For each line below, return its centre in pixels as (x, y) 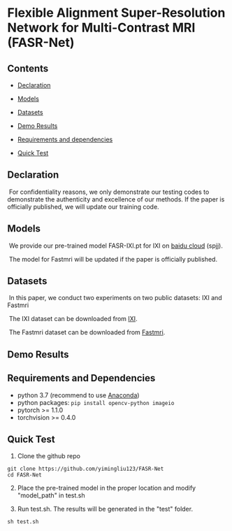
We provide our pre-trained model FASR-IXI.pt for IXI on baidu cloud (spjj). (116, 246)
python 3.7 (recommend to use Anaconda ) (78, 395)
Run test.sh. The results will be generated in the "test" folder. (105, 509)
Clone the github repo (49, 456)
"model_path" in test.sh (51, 495)
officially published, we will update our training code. (83, 206)
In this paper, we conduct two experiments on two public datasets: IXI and (115, 298)
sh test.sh (23, 522)
